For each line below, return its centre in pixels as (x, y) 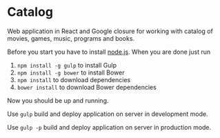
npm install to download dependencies (74, 79)
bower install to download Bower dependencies (87, 87)
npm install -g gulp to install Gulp (67, 65)
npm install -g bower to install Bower (71, 72)
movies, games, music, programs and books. (71, 38)
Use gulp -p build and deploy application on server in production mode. (109, 127)
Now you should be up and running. (58, 100)
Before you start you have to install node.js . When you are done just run (109, 52)
